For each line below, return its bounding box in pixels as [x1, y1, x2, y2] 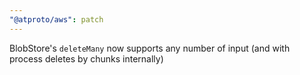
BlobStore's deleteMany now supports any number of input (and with [9, 42, 291, 54]
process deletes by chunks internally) [9, 52, 164, 65]
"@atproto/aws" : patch [9, 14, 104, 25]
